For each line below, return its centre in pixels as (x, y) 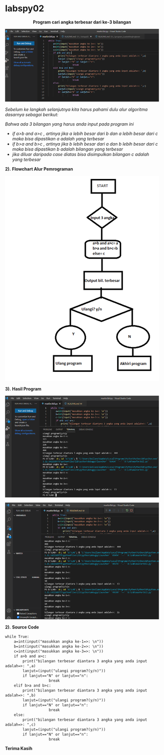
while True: (17, 636)
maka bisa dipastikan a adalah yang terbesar (58, 139)
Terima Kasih (19, 748)
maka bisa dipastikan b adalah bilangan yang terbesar (68, 149)
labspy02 (25, 9)
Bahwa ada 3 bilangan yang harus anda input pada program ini (70, 124)
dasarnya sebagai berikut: (32, 115)
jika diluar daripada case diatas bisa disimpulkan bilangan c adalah (81, 154)
